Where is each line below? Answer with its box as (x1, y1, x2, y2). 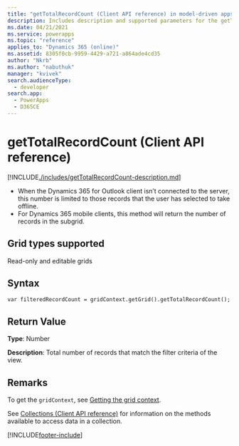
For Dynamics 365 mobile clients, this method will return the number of (17, 209, 226, 218)
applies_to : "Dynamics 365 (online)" (7, 44, 119, 51)
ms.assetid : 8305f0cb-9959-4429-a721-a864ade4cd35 (7, 51, 161, 58)
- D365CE (14, 103, 40, 111)
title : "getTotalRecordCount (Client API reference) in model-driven (7, 10, 218, 18)
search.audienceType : (7, 76, 72, 84)
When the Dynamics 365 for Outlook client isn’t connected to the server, (17, 186, 230, 195)
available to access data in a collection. (7, 417, 122, 425)
